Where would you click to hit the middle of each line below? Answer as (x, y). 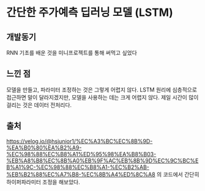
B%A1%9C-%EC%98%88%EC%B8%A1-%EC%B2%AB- (78, 167)
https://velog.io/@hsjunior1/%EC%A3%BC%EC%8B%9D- (80, 141)
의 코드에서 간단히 (178, 174)
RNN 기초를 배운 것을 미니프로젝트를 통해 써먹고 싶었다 (72, 53)
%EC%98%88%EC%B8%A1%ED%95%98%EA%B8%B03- (81, 154)
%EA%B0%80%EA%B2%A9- (44, 148)
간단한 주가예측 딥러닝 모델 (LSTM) (90, 13)
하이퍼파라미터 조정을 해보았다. (43, 182)
